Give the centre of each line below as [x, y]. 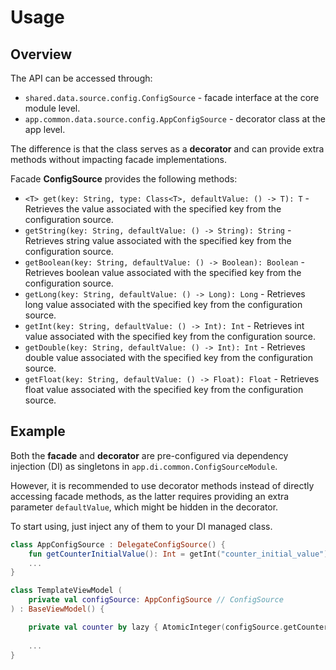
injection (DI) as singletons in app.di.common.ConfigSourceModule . [144, 466]
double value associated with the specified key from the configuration [168, 357]
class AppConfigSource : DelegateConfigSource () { [118, 544]
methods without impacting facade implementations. [119, 159]
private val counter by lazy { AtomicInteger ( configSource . [156, 627]
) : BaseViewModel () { [57, 609]
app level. [45, 129]
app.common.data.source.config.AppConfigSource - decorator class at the [175, 119]
